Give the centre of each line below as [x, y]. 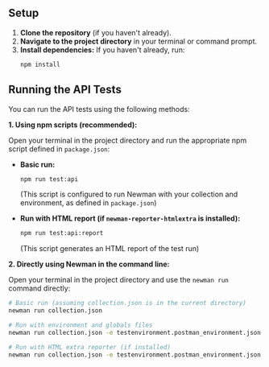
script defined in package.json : [59, 149]
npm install [40, 64]
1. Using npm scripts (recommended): [73, 125]
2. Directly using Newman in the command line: [89, 264]
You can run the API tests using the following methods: [99, 109]
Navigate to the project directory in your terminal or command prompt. [139, 41]
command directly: [39, 288]
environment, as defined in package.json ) [88, 203]
